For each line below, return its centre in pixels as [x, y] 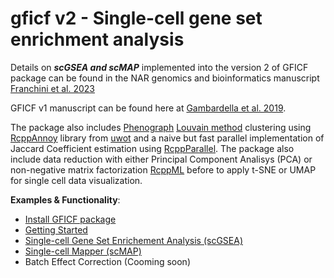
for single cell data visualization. [76, 180]
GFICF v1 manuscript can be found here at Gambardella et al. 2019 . [148, 108]
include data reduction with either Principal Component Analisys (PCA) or [161, 159]
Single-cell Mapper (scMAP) [83, 251]
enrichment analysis [97, 39]
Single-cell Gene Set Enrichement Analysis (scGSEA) [134, 240]
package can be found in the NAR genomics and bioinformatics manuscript [165, 78]
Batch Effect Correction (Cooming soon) [107, 261]
